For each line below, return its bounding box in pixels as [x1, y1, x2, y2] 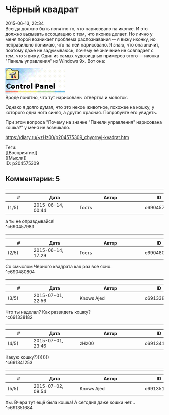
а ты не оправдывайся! [5, 218, 55, 224]
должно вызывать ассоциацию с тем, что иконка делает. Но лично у [5, 31, 153, 37]
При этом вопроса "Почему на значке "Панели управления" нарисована [5, 119, 162, 125]
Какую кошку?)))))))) [5, 354, 49, 360]
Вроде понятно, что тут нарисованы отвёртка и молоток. [5, 94, 128, 100]
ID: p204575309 [5, 160, 39, 166]
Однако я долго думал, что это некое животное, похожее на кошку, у [5, 104, 155, 110]
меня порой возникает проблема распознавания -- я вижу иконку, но [5, 36, 156, 42]
